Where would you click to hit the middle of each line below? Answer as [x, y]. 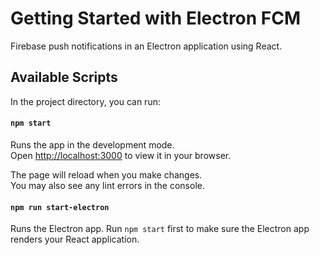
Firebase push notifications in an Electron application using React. [146, 46]
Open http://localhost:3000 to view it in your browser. [121, 155]
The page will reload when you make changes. [106, 174]
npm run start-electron [60, 207]
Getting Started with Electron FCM [156, 18]
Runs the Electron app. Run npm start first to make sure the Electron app [160, 229]
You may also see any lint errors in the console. [107, 185]
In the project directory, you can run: [85, 101]
